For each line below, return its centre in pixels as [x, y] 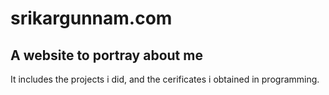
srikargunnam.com [91, 18]
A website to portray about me [106, 55]
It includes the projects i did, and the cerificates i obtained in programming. [165, 79]
